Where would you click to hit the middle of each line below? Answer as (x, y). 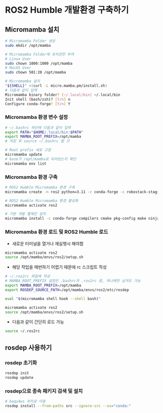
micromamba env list (26, 164)
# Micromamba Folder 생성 (30, 41)
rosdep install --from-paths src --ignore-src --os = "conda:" (68, 406)
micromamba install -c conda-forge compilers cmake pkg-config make (76, 219)
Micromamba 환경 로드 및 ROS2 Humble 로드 (57, 232)
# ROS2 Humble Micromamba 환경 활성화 (42, 201)
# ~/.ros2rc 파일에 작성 (27, 276)
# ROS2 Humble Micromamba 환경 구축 (40, 187)
